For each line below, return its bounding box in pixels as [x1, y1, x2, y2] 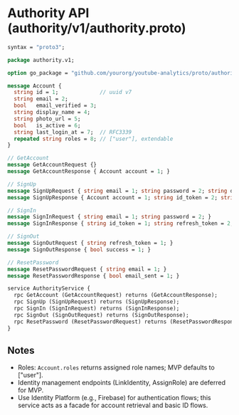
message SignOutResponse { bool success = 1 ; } [7, 246, 152, 253]
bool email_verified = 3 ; [14, 102, 97, 110]
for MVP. [17, 386, 44, 394]
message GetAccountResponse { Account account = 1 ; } [7, 168, 171, 175]
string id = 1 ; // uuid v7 [14, 89, 132, 96]
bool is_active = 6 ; [14, 122, 81, 129]
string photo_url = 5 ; [14, 115, 81, 122]
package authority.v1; [7, 56, 75, 63]
